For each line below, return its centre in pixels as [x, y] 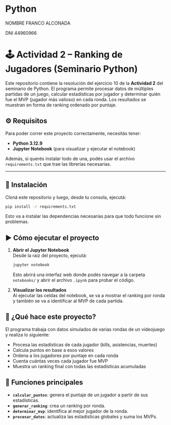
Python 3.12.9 [27, 143]
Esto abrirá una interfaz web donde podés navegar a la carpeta [79, 275]
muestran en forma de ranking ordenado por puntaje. [61, 105]
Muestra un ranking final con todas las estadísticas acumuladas [79, 366]
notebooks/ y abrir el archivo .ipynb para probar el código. [74, 280]
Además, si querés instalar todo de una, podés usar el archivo [70, 159]
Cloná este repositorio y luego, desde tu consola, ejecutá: [66, 197]
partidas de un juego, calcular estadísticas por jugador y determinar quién [83, 94]
